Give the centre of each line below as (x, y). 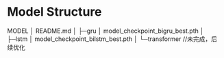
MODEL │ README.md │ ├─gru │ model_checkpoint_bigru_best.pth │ (105, 31)
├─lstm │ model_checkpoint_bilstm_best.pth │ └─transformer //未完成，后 (112, 39)
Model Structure (54, 12)
